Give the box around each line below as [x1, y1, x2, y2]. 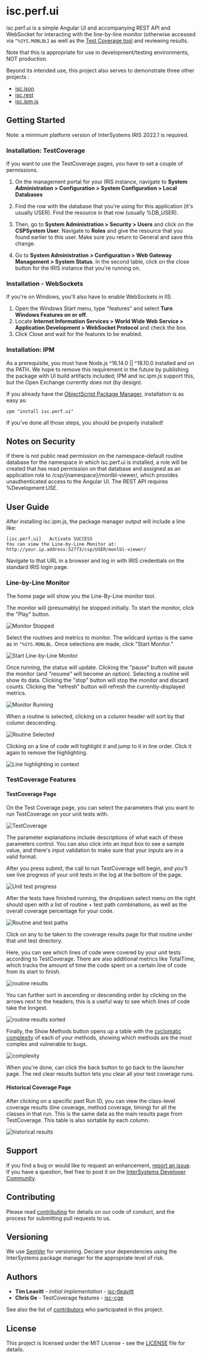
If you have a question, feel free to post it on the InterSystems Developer [6, 1168, 186, 1175]
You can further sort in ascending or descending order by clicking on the [6, 991, 186, 998]
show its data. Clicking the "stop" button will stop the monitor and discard [6, 676, 189, 684]
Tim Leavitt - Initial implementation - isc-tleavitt [14, 1288, 134, 1295]
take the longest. [6, 1004, 48, 1011]
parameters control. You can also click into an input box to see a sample [6, 840, 185, 847]
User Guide [6, 502, 49, 512]
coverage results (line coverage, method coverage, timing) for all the [6, 1103, 176, 1111]
